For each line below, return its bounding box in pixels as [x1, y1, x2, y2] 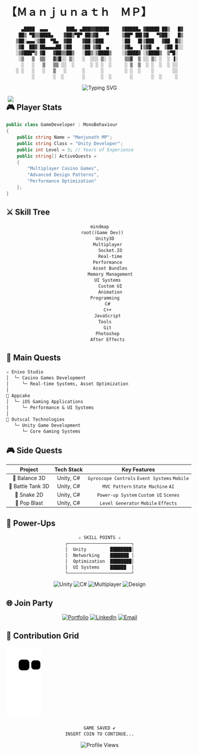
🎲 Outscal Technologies [6, 417, 65, 422]
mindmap [90, 223, 110, 229]
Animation [98, 289, 123, 295]
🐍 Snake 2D [14, 491, 43, 498]
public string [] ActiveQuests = [17, 153, 97, 159]
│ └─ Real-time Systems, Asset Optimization [6, 381, 129, 387]
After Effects [90, 336, 126, 342]
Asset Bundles [92, 265, 128, 271]
